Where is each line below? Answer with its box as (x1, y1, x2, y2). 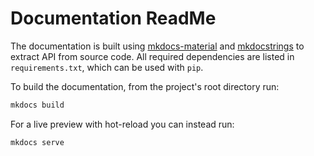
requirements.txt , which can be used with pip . (10, 61, 204, 73)
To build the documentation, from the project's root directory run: (10, 80, 280, 92)
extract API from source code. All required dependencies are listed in (10, 50, 295, 62)
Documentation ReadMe (10, 7, 217, 30)
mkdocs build (10, 100, 65, 110)
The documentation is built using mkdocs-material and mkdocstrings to (10, 40, 305, 52)
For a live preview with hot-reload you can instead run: (10, 118, 235, 130)
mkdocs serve (10, 137, 65, 147)
